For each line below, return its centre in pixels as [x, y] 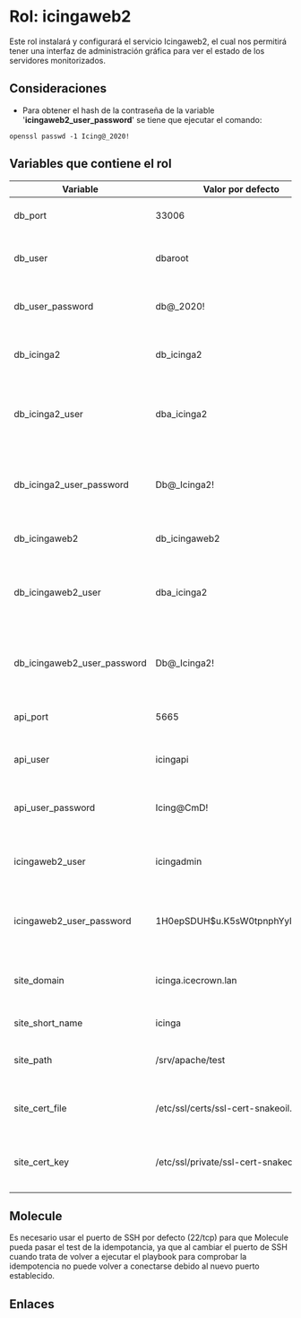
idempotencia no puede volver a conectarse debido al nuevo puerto [134, 1266]
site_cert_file [40, 1108]
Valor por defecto [241, 188]
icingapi [172, 759]
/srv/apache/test [190, 1060]
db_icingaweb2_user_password [81, 663]
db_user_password [54, 306]
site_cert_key [42, 1162]
